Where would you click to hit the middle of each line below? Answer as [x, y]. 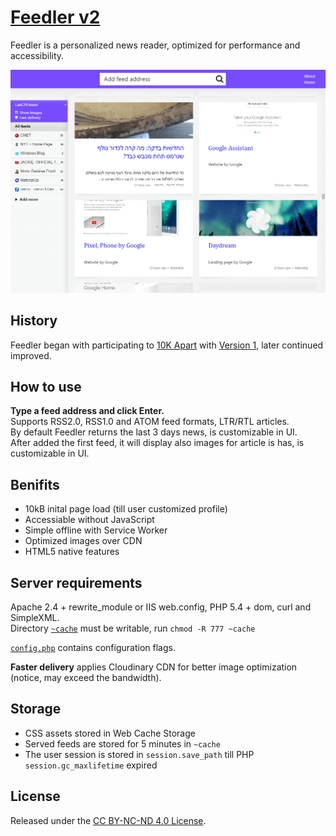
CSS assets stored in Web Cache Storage [110, 733]
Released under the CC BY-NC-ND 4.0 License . [108, 820]
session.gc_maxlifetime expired [91, 765]
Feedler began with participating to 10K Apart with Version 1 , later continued [167, 345]
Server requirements [76, 582]
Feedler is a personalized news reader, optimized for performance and [155, 45]
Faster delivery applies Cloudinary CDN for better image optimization [154, 667]
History [34, 321]
